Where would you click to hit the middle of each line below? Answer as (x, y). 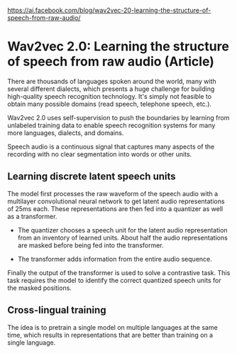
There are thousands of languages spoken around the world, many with (112, 81)
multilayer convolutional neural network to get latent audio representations (116, 201)
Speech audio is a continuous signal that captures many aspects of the (111, 146)
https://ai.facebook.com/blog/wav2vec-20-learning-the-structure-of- (109, 10)
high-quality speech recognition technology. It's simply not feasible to (109, 96)
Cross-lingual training (57, 310)
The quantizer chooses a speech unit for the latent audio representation (123, 230)
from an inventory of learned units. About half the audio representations (123, 237)
